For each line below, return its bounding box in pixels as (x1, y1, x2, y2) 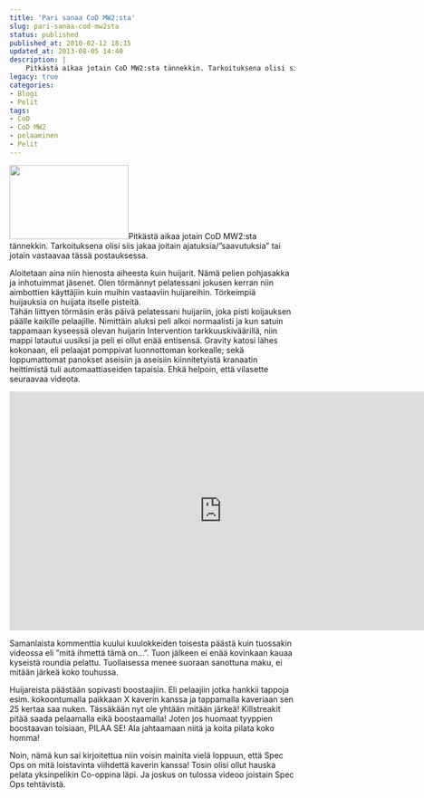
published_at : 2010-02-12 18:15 (9, 38, 131, 48)
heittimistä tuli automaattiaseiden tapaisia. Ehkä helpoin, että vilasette (9, 363, 269, 374)
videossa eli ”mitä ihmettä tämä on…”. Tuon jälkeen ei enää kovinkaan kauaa (9, 647, 293, 658)
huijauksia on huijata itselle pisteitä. (9, 296, 142, 307)
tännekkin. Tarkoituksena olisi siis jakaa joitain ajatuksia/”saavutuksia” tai (9, 240, 281, 251)
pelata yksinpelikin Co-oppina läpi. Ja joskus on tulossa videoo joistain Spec (9, 769, 294, 780)
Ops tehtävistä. (9, 778, 66, 789)
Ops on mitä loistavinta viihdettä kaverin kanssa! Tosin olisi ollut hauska (9, 759, 276, 770)
